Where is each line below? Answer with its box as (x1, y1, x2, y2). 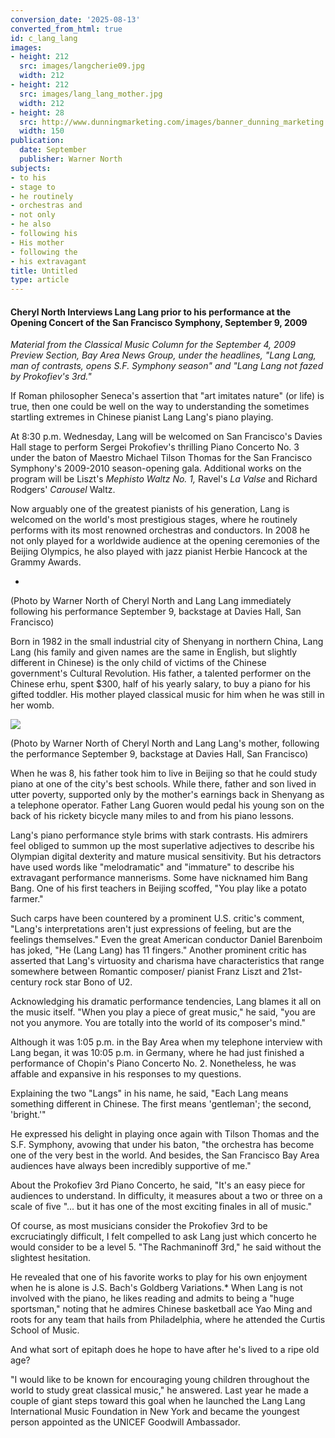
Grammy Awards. (10, 556, 82, 568)
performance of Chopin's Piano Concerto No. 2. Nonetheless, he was (10, 1057, 297, 1070)
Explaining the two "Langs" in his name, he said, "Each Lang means (10, 1087, 289, 1100)
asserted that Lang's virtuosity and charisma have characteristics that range (10, 955, 325, 967)
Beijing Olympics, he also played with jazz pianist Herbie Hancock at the (10, 546, 308, 558)
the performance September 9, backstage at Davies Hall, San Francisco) (10, 748, 309, 760)
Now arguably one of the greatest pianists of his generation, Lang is (10, 503, 290, 515)
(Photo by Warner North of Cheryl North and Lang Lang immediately (10, 595, 292, 607)
